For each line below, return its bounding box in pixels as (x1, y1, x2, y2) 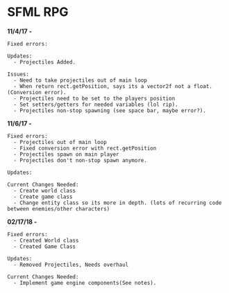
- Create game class (13, 193, 73, 200)
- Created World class (13, 237, 79, 244)
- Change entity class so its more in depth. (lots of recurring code (13, 199, 222, 206)
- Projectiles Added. (13, 58, 76, 66)
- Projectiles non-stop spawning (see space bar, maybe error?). (13, 107, 207, 114)
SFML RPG (7, 4, 69, 20)
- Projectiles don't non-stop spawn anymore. (13, 157, 148, 163)
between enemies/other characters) (7, 205, 110, 212)
